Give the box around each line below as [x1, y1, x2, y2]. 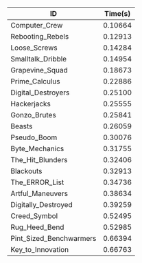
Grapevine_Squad [10, 66, 69, 75]
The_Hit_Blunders [10, 155, 68, 164]
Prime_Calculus [10, 77, 60, 86]
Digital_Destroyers [10, 88, 70, 97]
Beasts [10, 121, 33, 130]
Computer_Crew [10, 21, 63, 30]
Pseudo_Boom [10, 133, 58, 142]
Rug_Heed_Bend [10, 222, 64, 232]
